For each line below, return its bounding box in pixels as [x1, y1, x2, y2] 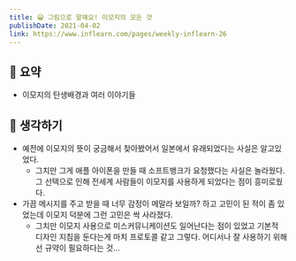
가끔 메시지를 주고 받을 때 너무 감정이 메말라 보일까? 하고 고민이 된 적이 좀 [21, 198, 276, 209]
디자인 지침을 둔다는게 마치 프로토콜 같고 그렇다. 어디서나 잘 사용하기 [34, 232, 271, 242]
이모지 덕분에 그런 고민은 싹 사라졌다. [45, 210, 174, 219]
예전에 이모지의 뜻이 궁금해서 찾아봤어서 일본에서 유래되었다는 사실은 [21, 143, 259, 153]
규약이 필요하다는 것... [44, 242, 121, 253]
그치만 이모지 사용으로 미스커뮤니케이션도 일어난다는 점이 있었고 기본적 [34, 220, 279, 231]
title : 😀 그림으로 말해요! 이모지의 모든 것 [9, 12, 153, 22]
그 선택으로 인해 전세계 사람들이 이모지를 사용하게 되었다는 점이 [34, 176, 253, 187]
